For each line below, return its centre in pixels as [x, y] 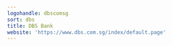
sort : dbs [21, 20]
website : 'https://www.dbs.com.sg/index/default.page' [87, 32]
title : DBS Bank [30, 26]
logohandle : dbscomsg [38, 13]
